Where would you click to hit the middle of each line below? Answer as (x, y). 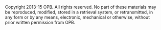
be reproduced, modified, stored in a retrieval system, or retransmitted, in (79, 12)
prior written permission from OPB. (40, 22)
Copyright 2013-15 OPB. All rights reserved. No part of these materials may (81, 7)
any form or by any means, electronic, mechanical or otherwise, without (78, 17)
